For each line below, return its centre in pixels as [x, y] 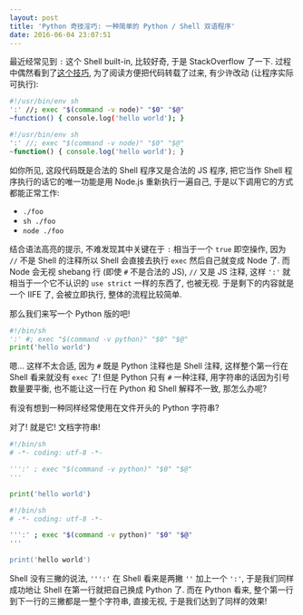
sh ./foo [39, 221]
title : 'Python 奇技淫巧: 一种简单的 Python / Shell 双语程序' [122, 26]
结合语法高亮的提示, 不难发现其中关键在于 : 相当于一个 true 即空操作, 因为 [148, 249]
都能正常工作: [35, 192]
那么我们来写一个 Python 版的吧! [70, 313]
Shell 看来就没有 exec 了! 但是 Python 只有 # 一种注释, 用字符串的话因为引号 [150, 377]
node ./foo [43, 231]
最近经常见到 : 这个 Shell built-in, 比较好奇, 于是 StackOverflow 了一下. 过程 [151, 62]
